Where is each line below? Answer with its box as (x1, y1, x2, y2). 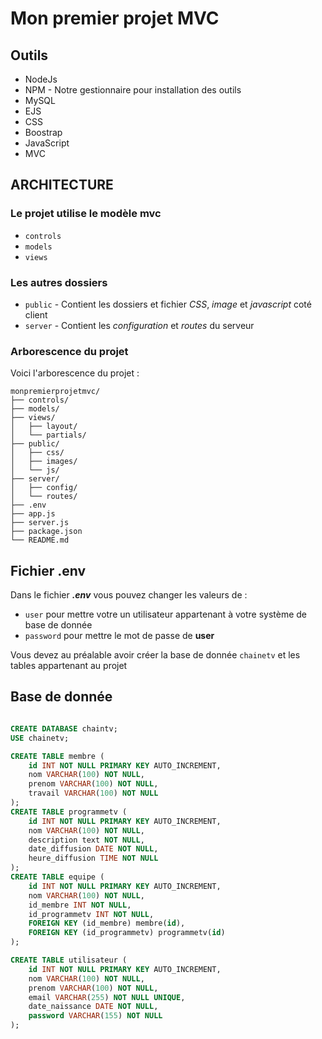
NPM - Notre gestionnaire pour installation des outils (24, 84, 242, 96)
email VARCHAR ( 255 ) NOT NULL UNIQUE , (28, 992, 186, 1002)
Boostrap (24, 127, 63, 138)
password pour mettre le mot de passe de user (24, 630, 215, 642)
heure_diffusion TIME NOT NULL (28, 853, 159, 864)
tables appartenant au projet (10, 660, 128, 672)
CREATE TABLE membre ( (10, 751, 105, 761)
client (24, 308, 48, 321)
